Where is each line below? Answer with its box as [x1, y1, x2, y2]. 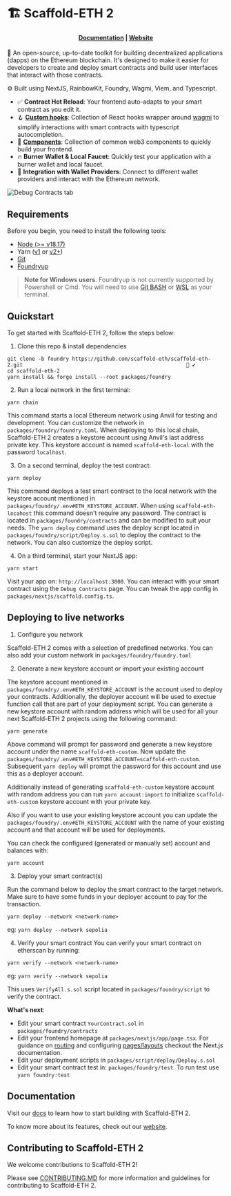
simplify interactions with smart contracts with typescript [17, 123, 179, 131]
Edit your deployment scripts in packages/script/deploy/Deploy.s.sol [17, 1056, 216, 1064]
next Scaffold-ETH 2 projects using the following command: [7, 714, 177, 722]
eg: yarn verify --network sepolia [7, 971, 108, 980]
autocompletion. [17, 131, 64, 139]
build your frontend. [17, 145, 74, 153]
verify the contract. [7, 992, 62, 1000]
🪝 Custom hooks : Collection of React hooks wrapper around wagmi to [17, 113, 219, 122]
